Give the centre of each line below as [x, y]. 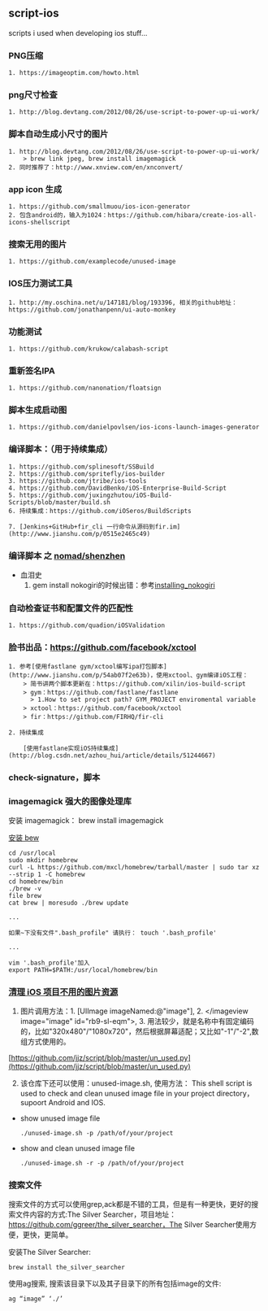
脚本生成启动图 [38, 410]
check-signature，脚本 [54, 777]
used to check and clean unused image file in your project [117, 1094]
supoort [33, 1103]
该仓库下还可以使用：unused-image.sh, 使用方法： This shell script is [136, 1083]
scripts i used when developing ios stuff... [78, 33]
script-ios [34, 13]
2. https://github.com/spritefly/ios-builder [86, 474]
